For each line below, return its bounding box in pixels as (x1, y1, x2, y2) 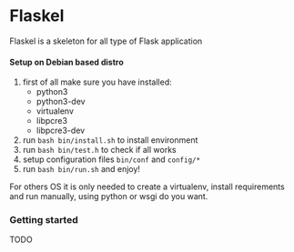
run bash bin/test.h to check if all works (22, 145, 177, 156)
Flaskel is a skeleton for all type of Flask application (9, 35, 203, 46)
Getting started (9, 214, 79, 227)
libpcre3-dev (35, 125, 86, 136)
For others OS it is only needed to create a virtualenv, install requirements (9, 181, 285, 192)
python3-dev (35, 96, 86, 107)
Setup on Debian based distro (9, 56, 125, 67)
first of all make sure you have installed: (22, 76, 172, 87)
